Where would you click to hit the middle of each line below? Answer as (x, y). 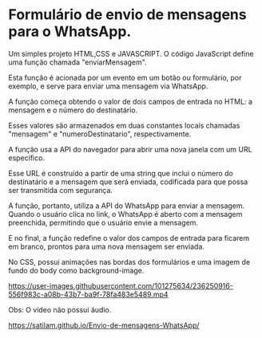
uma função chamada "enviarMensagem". (77, 62)
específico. (27, 158)
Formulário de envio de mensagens (127, 15)
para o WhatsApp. (70, 31)
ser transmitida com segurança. (61, 190)
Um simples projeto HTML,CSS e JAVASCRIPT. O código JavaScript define (131, 53)
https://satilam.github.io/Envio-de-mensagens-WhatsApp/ (104, 325)
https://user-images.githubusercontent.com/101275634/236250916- (121, 285)
